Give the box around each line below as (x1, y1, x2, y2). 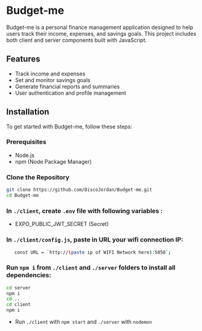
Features (6, 54, 40, 64)
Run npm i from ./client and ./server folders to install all (6, 263, 176, 272)
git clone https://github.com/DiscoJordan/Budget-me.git (6, 187, 153, 193)
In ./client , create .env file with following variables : (6, 207, 163, 215)
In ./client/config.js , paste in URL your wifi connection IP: (6, 236, 184, 244)
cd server (6, 284, 31, 291)
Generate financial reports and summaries (14, 83, 120, 90)
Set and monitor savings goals (14, 76, 90, 83)
